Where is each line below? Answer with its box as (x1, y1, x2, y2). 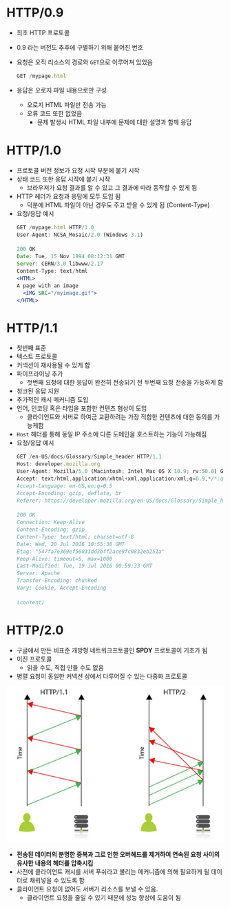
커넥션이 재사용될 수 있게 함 (16, 361, 91, 369)
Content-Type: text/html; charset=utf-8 (16, 533, 134, 540)
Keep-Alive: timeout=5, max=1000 (16, 555, 113, 562)
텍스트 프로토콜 (16, 352, 58, 360)
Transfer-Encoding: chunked (16, 577, 97, 584)
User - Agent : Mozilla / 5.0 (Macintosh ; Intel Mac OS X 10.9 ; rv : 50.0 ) (16, 468, 218, 475)
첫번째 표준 (16, 344, 47, 352)
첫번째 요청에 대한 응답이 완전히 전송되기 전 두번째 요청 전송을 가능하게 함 (26, 378, 224, 387)
